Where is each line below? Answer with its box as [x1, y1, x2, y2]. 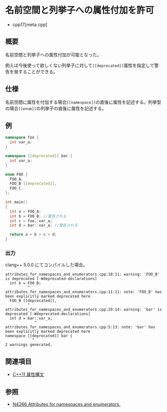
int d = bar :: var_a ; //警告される [9, 223, 78, 228]
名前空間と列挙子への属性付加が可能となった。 [5, 51, 101, 58]
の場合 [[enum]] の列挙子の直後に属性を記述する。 [5, 105, 106, 111]
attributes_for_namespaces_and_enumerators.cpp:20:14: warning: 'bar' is [5, 307, 162, 312]
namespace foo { [5, 135, 39, 140]
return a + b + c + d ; [9, 232, 57, 237]
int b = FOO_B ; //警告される [9, 214, 66, 219]
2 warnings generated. [5, 342, 52, 347]
